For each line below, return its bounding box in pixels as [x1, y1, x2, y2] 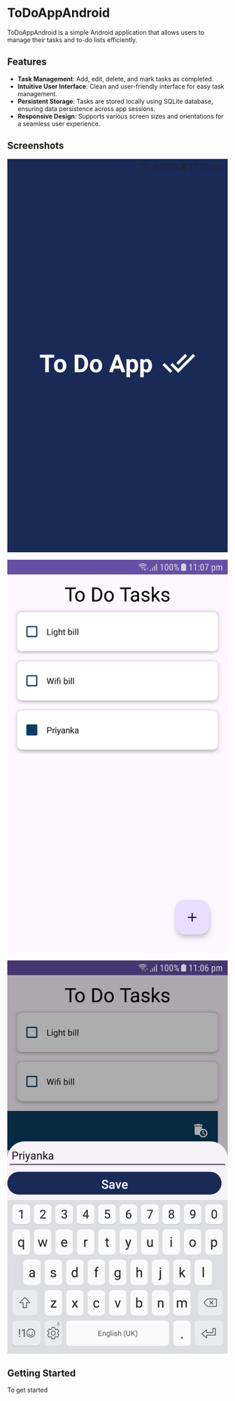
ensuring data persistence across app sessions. [17, 104, 156, 113]
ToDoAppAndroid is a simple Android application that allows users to [7, 28, 205, 37]
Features [7, 56, 47, 68]
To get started [7, 1386, 48, 1395]
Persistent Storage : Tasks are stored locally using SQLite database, [17, 97, 213, 105]
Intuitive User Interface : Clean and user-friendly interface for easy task [17, 82, 225, 91]
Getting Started [7, 1367, 76, 1379]
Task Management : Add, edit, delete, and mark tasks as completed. [17, 74, 214, 83]
